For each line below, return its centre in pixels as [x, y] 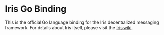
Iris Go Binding [36, 9]
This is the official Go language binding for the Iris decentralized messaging [82, 22]
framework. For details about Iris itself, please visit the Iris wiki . [69, 27]
